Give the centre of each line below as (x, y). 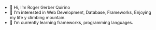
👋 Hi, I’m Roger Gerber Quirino (40, 7)
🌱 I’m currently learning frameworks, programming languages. (71, 22)
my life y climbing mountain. (38, 17)
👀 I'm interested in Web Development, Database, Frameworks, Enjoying (80, 12)
